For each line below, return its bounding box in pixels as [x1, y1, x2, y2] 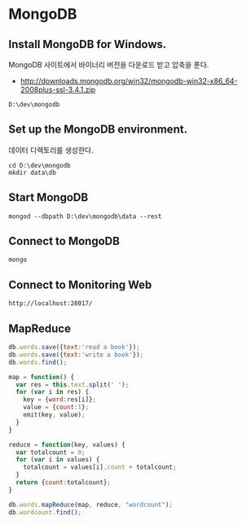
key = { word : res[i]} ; [23, 395, 96, 404]
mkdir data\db [8, 168, 57, 177]
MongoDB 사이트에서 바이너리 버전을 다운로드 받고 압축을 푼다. [8, 60, 209, 69]
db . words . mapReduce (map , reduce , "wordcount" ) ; [8, 500, 174, 509]
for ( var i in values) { [15, 456, 100, 464]
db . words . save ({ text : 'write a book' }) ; [8, 351, 144, 359]
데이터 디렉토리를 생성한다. [8, 145, 94, 155]
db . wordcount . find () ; [8, 508, 82, 517]
